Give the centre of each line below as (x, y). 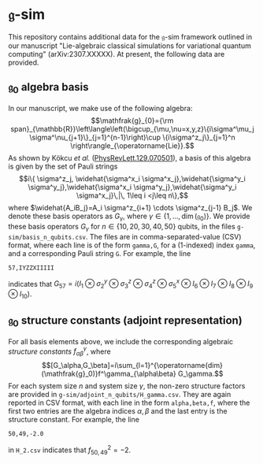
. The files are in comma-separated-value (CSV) (163, 236)
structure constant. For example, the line (74, 420)
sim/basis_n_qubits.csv (47, 237)
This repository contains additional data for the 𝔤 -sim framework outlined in (130, 36)
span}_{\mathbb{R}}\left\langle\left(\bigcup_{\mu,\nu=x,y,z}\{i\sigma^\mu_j (132, 128)
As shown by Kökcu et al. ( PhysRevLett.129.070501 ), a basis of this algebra (130, 158)
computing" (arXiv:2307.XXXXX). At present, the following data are (117, 54)
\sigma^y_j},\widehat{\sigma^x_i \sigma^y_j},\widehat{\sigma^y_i (132, 187)
